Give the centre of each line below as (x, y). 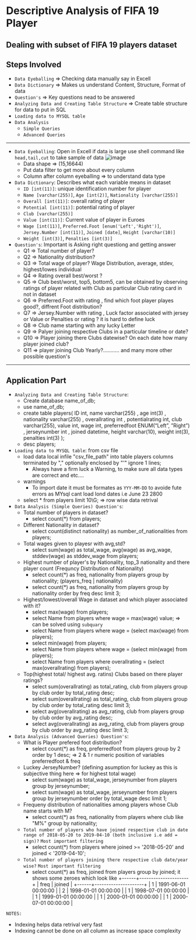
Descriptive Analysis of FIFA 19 (83, 11)
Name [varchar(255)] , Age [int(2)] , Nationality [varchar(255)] (101, 195)
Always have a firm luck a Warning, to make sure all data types (107, 469)
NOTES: (14, 914)
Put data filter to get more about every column (79, 170)
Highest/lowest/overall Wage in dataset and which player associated (105, 600)
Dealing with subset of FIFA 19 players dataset (92, 45)
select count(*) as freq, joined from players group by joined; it (106, 872)
